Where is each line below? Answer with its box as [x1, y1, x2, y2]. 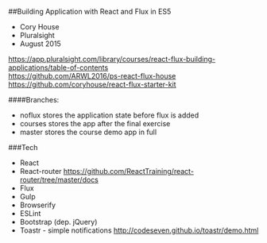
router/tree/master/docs [19, 175, 99, 184]
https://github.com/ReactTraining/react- [63, 167, 195, 175]
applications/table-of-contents [8, 63, 109, 72]
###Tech [8, 143, 38, 152]
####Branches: [8, 95, 60, 104]
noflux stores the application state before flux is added [19, 110, 199, 120]
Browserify [19, 200, 56, 210]
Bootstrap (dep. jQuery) [19, 218, 98, 226]
